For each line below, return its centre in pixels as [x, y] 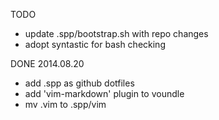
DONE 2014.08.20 [47, 63]
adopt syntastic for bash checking [95, 44]
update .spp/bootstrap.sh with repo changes [116, 33]
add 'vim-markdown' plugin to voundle [104, 93]
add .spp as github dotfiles [79, 83]
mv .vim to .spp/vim [65, 104]
